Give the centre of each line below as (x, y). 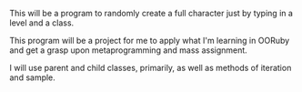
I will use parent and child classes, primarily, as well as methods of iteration (151, 68)
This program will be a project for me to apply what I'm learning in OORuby (150, 41)
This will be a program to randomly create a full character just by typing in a (151, 13)
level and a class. (42, 23)
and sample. (33, 77)
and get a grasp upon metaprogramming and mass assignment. (128, 50)
